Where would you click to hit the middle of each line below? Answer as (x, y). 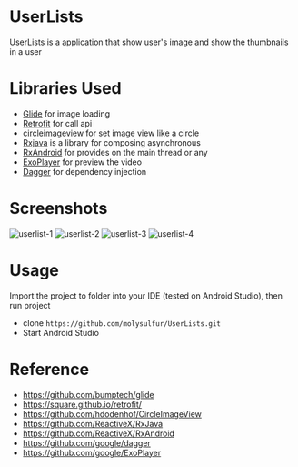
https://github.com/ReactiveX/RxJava (93, 423)
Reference (49, 369)
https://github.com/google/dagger (87, 442)
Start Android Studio (61, 332)
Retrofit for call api (57, 123)
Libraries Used (65, 89)
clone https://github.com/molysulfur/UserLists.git (121, 323)
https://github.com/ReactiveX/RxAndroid (99, 433)
